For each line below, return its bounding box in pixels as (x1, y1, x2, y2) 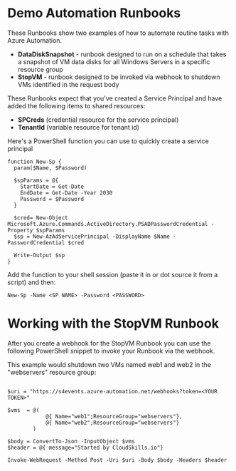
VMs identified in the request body (17, 80, 119, 88)
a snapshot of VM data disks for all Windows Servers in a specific (17, 57, 210, 66)
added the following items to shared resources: (7, 101, 146, 110)
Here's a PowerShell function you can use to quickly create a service (7, 137, 210, 145)
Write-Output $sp (14, 252, 65, 259)
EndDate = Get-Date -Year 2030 (20, 189, 113, 197)
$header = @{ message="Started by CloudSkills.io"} (7, 444, 163, 451)
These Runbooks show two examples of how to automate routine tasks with (7, 29, 229, 37)
